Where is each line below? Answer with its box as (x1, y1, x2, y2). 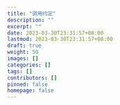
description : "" (7, 17, 54, 23)
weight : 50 (7, 49, 39, 56)
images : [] (7, 55, 39, 62)
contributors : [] (7, 74, 58, 82)
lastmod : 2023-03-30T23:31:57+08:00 (7, 36, 113, 43)
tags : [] (7, 68, 33, 75)
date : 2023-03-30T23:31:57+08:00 (7, 29, 104, 37)
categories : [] (7, 61, 51, 68)
